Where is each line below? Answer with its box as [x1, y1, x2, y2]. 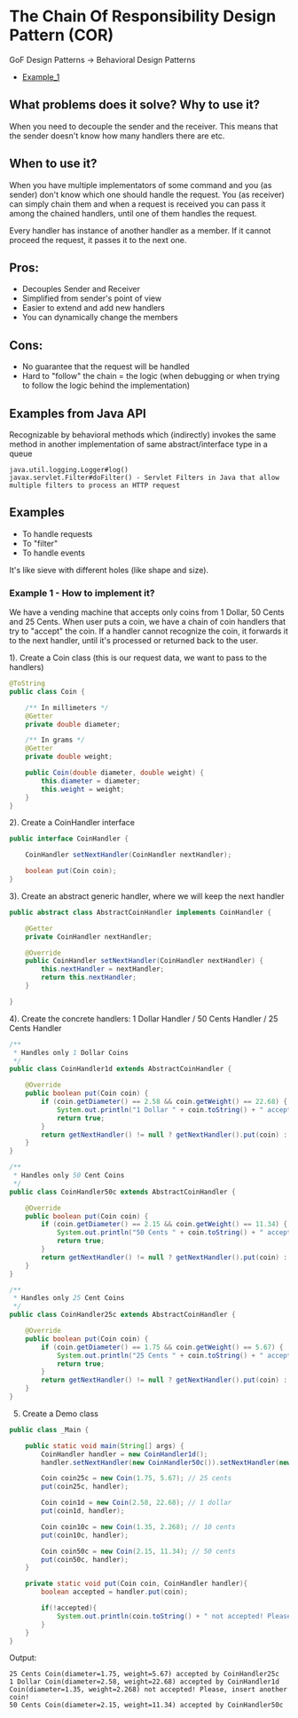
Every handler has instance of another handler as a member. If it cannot [9, 225, 271, 236]
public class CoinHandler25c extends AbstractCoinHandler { [9, 1311, 237, 1320]
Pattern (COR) [9, 25, 114, 45]
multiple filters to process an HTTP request [9, 481, 180, 490]
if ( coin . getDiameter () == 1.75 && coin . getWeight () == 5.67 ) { [41, 1343, 284, 1352]
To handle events [21, 548, 86, 558]
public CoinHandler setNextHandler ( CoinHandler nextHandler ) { [25, 957, 264, 965]
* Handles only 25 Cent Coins [12, 1294, 125, 1303]
